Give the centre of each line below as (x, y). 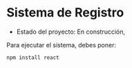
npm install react (33, 57)
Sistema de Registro (65, 13)
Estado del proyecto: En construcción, (71, 32)
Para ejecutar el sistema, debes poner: (62, 45)
